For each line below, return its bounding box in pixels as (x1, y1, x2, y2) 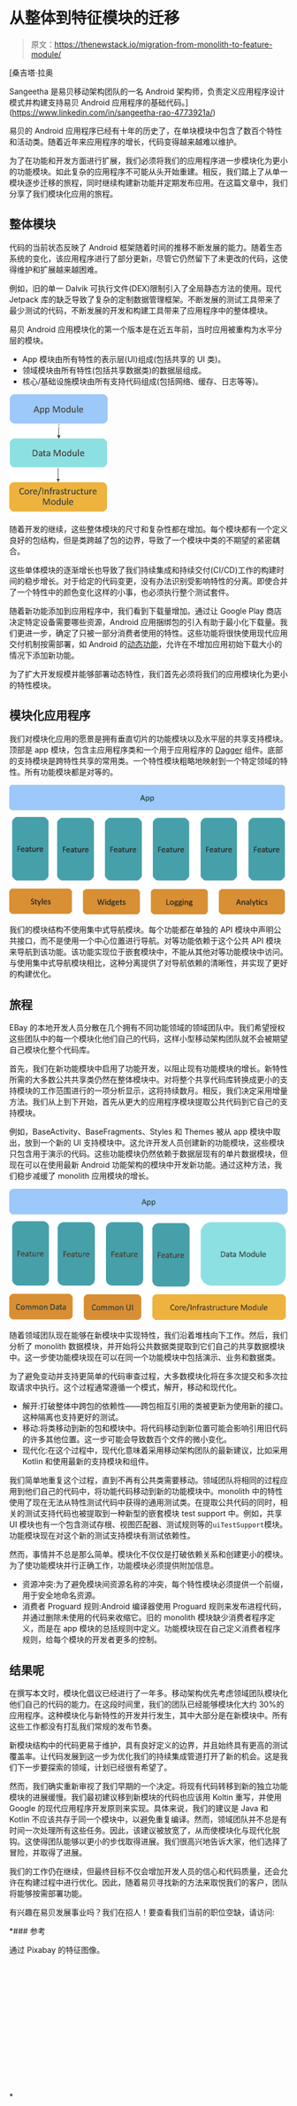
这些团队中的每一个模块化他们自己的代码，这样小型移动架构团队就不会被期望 (9, 1033, 288, 1045)
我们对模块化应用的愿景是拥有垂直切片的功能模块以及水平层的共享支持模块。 (9, 733, 288, 744)
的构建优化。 (9, 968, 56, 979)
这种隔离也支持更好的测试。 (21, 1412, 124, 1423)
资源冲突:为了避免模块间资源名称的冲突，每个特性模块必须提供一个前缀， (21, 1579, 288, 1590)
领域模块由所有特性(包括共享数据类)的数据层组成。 (21, 365, 207, 375)
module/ (30, 49, 62, 59)
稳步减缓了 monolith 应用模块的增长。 (16, 1170, 154, 1182)
